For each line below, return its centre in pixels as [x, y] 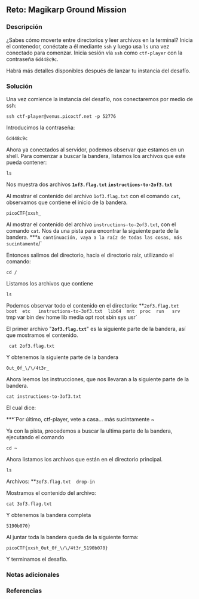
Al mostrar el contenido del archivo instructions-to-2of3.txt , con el [91, 224]
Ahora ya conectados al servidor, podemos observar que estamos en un [95, 150]
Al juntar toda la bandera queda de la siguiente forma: [72, 537]
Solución [19, 86]
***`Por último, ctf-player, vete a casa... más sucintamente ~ [80, 419]
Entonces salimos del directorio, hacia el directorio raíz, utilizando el [90, 255]
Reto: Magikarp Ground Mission [66, 10]
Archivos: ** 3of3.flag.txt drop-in [51, 481]
